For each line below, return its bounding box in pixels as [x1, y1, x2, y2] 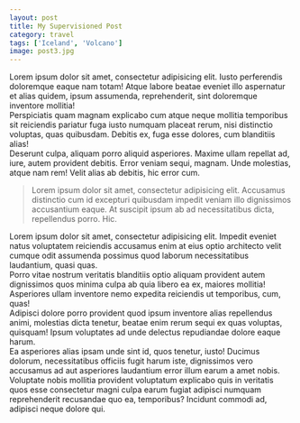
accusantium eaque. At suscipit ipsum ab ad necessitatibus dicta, [31, 204, 275, 215]
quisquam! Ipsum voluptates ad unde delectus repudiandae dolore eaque [9, 326, 281, 338]
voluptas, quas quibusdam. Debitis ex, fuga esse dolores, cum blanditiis [9, 129, 276, 140]
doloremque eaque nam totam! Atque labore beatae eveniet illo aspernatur [9, 81, 286, 92]
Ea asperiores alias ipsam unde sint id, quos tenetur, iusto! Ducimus [9, 346, 260, 357]
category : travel [9, 30, 75, 39]
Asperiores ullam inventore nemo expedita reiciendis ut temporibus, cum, [9, 289, 281, 299]
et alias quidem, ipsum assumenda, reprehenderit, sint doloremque [9, 91, 259, 102]
